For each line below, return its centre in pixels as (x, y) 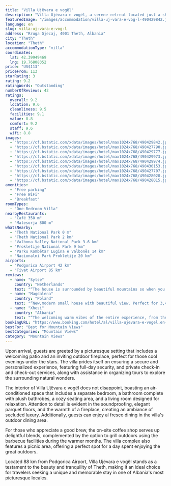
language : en (19, 24)
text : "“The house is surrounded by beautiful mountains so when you (90, 289)
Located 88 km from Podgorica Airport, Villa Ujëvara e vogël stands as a (81, 462)
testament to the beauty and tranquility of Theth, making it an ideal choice (83, 467)
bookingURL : (18, 322)
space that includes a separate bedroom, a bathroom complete (97, 393)
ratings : (15, 95)
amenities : (17, 185)
